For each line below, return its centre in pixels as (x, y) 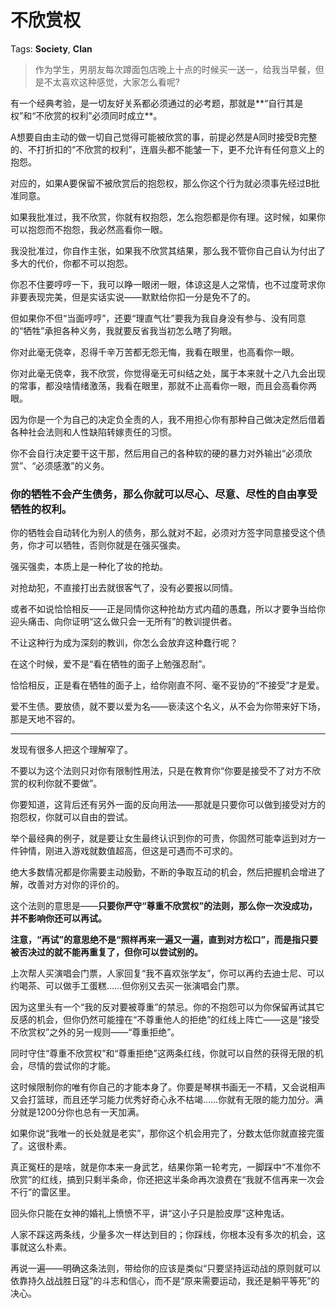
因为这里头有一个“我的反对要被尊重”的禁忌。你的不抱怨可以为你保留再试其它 (167, 1007)
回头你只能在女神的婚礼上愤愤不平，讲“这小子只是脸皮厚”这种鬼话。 (150, 1213)
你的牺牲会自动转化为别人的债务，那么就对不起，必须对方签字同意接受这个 (163, 533)
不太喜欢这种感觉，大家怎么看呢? (111, 82)
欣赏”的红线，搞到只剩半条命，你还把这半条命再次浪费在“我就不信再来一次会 (167, 1180)
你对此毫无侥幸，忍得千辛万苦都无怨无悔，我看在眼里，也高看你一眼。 (155, 352)
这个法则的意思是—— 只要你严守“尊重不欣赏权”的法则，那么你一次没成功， (164, 906)
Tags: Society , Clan (51, 48)
